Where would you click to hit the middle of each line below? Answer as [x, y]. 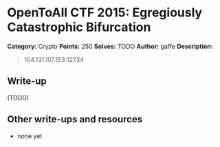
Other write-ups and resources [75, 119]
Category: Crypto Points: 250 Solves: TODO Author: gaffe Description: [110, 46]
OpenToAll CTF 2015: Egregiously [105, 13]
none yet [30, 136]
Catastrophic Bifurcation [79, 27]
